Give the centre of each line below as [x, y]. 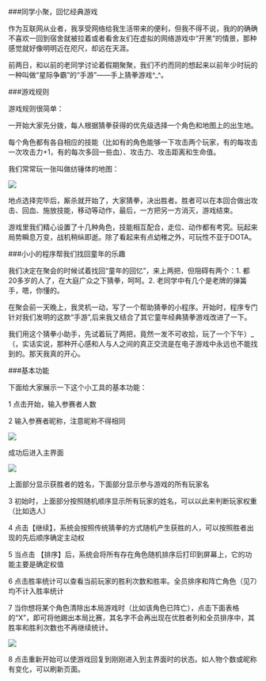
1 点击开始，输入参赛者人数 [52, 404]
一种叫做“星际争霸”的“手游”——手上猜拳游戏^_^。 [88, 75]
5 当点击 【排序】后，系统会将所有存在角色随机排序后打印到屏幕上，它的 [127, 554]
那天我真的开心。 [57, 354]
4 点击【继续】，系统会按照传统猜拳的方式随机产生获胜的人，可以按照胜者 [127, 528]
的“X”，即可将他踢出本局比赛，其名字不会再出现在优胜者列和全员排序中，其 [131, 618]
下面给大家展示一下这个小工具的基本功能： [78, 387]
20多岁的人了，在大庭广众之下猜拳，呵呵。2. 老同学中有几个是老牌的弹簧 [127, 280]
